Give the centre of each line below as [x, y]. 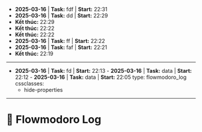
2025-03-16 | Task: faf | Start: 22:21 [61, 47]
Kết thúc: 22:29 [35, 22]
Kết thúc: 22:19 [34, 53]
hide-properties [43, 90]
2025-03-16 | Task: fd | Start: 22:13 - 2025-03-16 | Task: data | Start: [103, 71]
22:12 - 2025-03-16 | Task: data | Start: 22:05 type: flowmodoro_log [101, 77]
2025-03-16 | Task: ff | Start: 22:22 [60, 41]
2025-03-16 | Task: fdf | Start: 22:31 [61, 9]
